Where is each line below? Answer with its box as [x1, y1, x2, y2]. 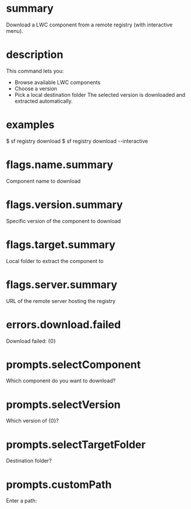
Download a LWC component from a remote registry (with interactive [6, 21, 173, 28]
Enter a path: [6, 497, 37, 504]
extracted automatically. [14, 97, 73, 105]
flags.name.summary [6, 158, 114, 171]
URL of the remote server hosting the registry [6, 297, 116, 304]
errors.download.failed [6, 318, 121, 331]
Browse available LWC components [14, 79, 101, 86]
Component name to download [6, 177, 81, 184]
